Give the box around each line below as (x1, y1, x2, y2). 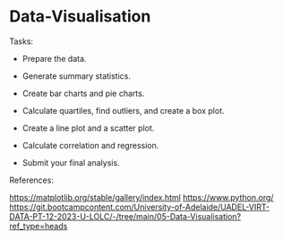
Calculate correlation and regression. (21, 140, 159, 150)
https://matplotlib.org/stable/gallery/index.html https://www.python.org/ (9, 192, 274, 202)
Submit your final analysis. (21, 157, 120, 167)
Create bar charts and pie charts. (21, 88, 145, 99)
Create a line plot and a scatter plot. (21, 123, 155, 133)
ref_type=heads (9, 220, 68, 231)
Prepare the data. (21, 53, 87, 64)
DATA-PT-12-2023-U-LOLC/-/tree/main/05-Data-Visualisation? (9, 210, 242, 221)
